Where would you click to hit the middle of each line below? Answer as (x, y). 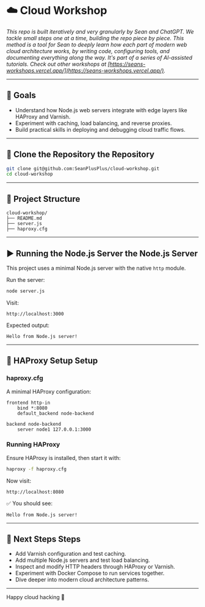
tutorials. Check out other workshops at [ (58, 64)
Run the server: (26, 279)
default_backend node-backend (56, 413)
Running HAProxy (33, 445)
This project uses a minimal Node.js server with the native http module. (96, 268)
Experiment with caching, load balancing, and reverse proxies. (93, 123)
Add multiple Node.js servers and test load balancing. (83, 560)
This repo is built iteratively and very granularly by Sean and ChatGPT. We (100, 31)
